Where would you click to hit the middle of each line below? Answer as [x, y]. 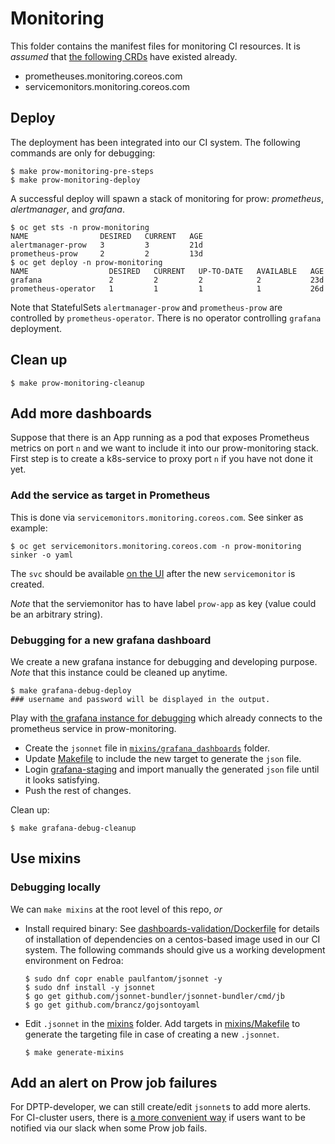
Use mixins [46, 858]
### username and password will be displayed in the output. [140, 699]
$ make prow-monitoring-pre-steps [82, 171]
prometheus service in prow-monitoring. [93, 728]
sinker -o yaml [42, 555]
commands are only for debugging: [83, 153]
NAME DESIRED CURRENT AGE [106, 236]
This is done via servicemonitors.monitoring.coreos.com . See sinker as [157, 517]
